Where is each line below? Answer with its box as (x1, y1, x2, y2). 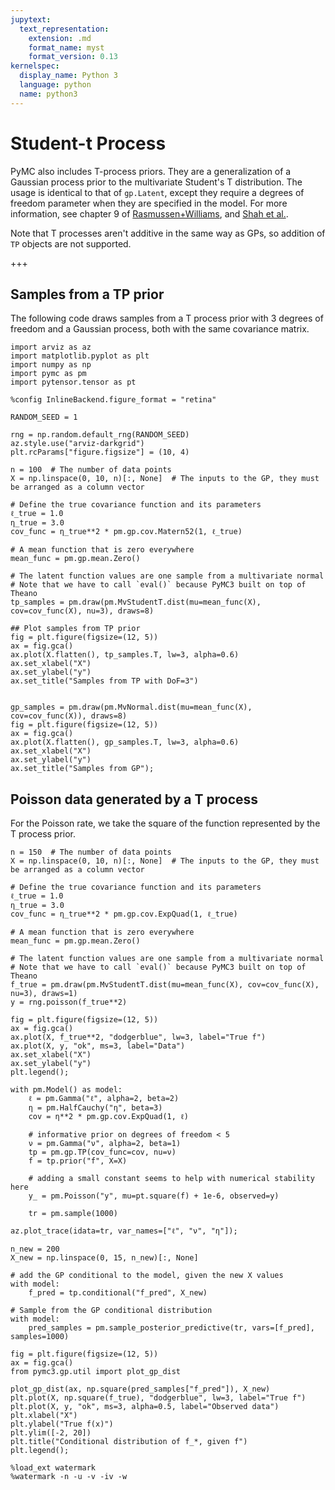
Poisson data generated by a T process (10, 791, 259, 808)
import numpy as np (10, 360, 92, 370)
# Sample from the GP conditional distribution (10, 1306, 213, 1316)
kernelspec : (10, 61, 60, 71)
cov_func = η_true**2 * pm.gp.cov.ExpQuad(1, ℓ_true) (10, 909, 238, 920)
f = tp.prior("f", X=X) (28, 1156, 128, 1166)
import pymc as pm (10, 369, 87, 379)
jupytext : (10, 14, 52, 25)
